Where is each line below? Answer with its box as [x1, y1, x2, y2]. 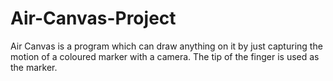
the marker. [10, 61, 58, 73]
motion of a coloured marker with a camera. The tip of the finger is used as [10, 50, 320, 62]
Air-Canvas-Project [10, 7, 177, 30]
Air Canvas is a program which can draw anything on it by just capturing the [10, 40, 323, 52]
